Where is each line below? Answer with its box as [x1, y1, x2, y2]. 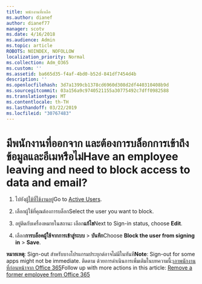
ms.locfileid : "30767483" [6, 110, 71, 116]
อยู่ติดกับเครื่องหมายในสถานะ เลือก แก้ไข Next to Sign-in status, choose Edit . [15, 220, 183, 227]
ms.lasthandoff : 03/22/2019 [6, 104, 77, 111]
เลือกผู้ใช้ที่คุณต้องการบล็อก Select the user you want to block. [15, 208, 154, 215]
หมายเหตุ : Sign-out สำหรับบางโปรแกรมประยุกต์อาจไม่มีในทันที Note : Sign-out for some [6, 251, 195, 258]
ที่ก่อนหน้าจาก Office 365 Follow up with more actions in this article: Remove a [6, 264, 192, 271]
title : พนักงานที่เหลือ [6, 8, 51, 15]
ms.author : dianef [6, 15, 53, 21]
